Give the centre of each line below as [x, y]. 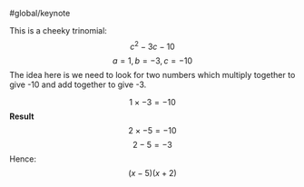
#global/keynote [40, 13]
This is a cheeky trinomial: [58, 30]
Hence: [23, 159]
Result [22, 116]
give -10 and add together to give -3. [78, 84]
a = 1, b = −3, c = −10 [152, 60]
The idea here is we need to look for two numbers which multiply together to [152, 74]
